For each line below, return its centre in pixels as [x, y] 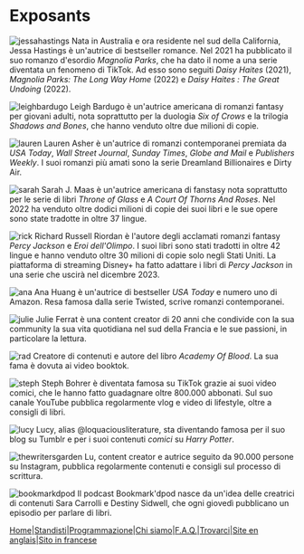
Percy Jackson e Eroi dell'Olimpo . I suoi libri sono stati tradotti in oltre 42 [145, 245]
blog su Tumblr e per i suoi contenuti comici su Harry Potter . [122, 439]
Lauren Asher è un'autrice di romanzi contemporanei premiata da [165, 143]
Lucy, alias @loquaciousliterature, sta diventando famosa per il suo [161, 429]
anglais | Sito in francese [53, 540]
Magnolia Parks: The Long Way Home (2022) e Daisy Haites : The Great [144, 79]
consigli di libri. [38, 412]
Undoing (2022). [40, 89]
